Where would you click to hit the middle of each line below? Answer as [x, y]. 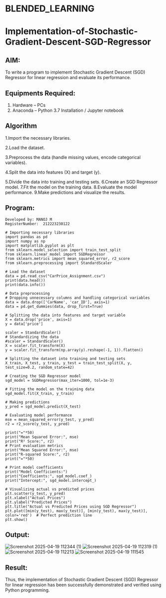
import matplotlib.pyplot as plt [40, 246]
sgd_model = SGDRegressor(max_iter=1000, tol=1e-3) [60, 380]
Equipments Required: [40, 93]
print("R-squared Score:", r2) [38, 454]
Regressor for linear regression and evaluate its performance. [68, 78]
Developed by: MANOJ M [29, 219]
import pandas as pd [27, 237]
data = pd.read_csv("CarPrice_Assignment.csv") [55, 276]
